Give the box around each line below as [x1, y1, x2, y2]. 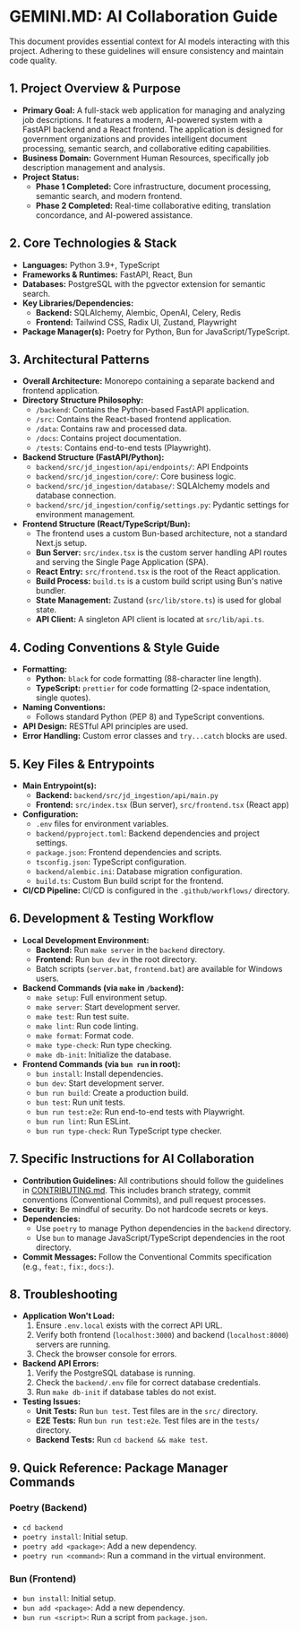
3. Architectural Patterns [9, 351, 150, 367]
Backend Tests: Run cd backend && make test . [35, 1435, 209, 1445]
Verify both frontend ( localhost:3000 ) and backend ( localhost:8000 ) [35, 1330, 289, 1340]
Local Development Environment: [21, 934, 150, 945]
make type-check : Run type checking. [35, 1039, 173, 1050]
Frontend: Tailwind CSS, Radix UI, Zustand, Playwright [35, 317, 237, 327]
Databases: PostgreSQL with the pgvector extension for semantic [21, 278, 266, 289]
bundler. [35, 586, 67, 596]
